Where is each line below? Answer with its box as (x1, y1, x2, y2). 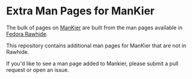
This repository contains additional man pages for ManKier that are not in (6, 42, 187, 49)
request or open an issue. (6, 66, 69, 73)
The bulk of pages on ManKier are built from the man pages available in (6, 24, 183, 31)
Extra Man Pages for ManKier (6, 4, 155, 18)
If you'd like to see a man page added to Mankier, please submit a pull (6, 60, 179, 67)
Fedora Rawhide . (6, 30, 48, 37)
